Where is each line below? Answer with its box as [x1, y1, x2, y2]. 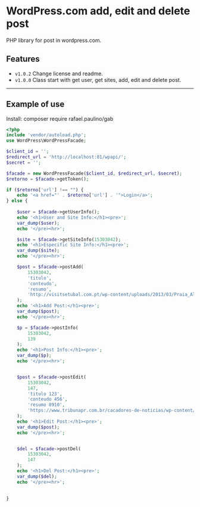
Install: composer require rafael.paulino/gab [6, 115, 114, 122]
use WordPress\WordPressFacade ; [6, 138, 86, 144]
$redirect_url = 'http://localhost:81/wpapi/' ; [6, 154, 127, 160]
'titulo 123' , [27, 390, 62, 397]
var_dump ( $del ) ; [17, 474, 58, 479]
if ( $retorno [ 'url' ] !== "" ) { [6, 187, 84, 193]
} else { [6, 198, 28, 204]
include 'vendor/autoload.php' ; [6, 132, 86, 138]
